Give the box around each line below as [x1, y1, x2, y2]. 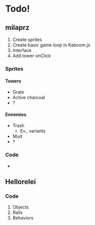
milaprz [5, 23, 30, 32]
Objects [12, 204, 29, 210]
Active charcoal [12, 95, 45, 101]
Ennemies [5, 111, 27, 117]
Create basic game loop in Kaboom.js [12, 42, 90, 48]
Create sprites [12, 36, 42, 42]
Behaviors [12, 215, 34, 221]
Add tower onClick [12, 53, 51, 59]
